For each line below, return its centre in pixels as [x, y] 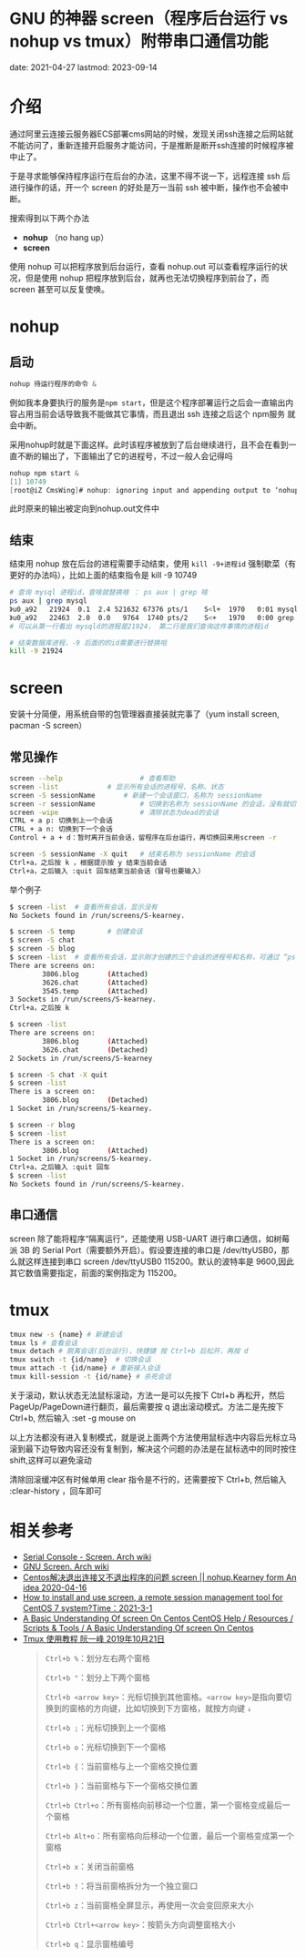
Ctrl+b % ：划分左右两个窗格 [97, 1657]
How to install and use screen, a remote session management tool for [153, 1597]
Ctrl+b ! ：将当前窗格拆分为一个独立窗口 [122, 1885]
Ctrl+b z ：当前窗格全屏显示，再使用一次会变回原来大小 [149, 1905]
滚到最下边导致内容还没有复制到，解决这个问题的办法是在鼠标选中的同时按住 [153, 1448]
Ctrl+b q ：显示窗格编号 [90, 1943]
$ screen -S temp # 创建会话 [76, 932]
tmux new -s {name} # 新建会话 [66, 1334]
